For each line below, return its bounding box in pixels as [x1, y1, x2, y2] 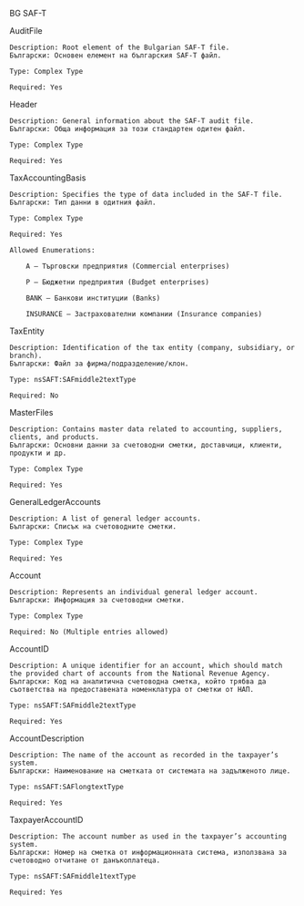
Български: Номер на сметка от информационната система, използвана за [9, 848, 287, 857]
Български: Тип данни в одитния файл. [9, 198, 157, 207]
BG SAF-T [9, 8, 47, 18]
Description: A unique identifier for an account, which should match [9, 661, 283, 670]
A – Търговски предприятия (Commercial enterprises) [25, 262, 230, 271]
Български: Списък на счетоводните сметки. [9, 522, 177, 531]
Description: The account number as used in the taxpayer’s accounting [9, 832, 287, 841]
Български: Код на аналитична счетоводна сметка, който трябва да [9, 677, 267, 686]
